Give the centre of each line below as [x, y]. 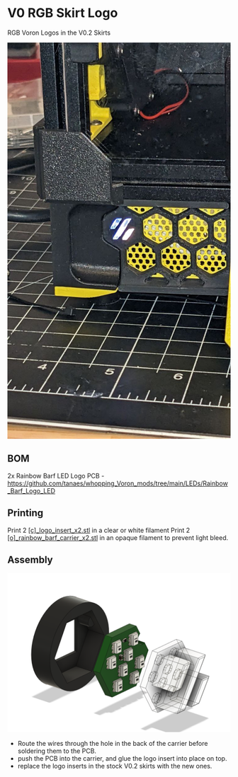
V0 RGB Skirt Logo [63, 13]
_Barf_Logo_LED [31, 490]
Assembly [30, 559]
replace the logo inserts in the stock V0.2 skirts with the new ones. [115, 766]
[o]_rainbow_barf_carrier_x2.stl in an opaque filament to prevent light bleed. [118, 537]
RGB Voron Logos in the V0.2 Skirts [59, 33]
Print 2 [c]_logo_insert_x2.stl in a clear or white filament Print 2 [99, 530]
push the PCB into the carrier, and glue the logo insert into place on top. [122, 758]
